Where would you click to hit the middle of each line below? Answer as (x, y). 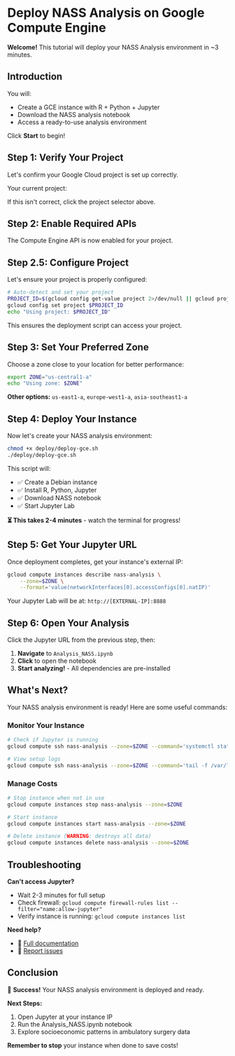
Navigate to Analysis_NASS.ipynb (65, 654)
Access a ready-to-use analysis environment (82, 122)
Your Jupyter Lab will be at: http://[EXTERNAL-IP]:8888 (87, 601)
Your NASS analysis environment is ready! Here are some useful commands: (117, 707)
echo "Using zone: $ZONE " (45, 383)
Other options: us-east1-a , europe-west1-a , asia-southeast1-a (97, 397)
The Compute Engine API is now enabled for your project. (90, 240)
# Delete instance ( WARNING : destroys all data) (79, 836)
